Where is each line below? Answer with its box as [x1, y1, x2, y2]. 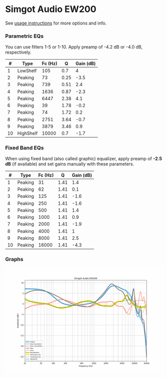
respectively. [5, 49, 31, 56]
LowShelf [17, 68, 37, 74]
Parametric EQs [5, 33, 44, 40]
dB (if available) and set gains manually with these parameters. [5, 161, 135, 167]
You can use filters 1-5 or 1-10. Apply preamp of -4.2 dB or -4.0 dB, [5, 44, 143, 50]
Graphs [5, 256, 23, 263]
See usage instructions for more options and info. [5, 20, 107, 26]
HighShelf [17, 130, 38, 136]
